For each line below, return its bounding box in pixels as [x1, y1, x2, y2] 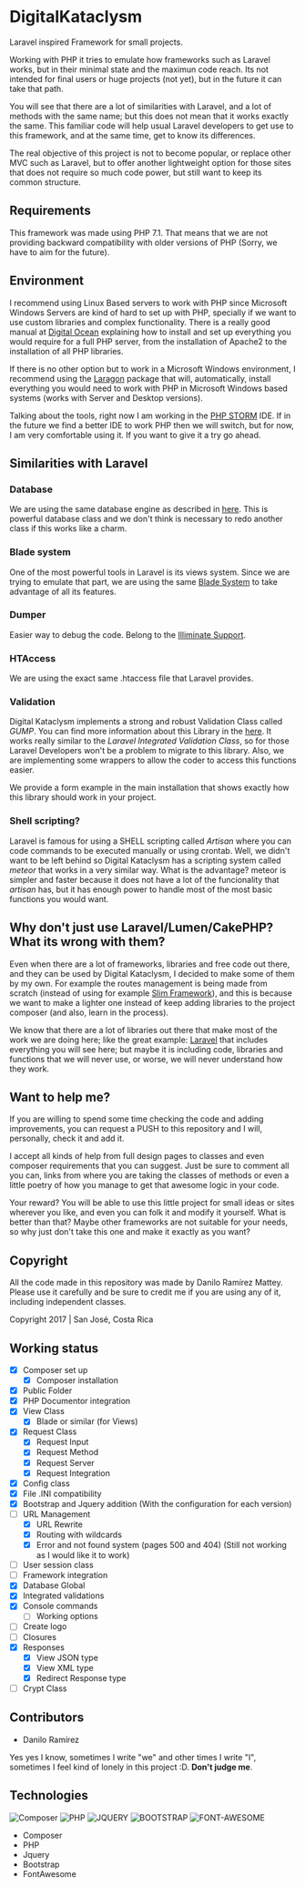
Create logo [22, 1621, 67, 1632]
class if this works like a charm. [9, 523, 127, 534]
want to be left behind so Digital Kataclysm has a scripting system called [9, 855, 281, 866]
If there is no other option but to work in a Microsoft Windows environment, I [9, 363, 296, 374]
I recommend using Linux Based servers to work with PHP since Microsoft [9, 297, 288, 308]
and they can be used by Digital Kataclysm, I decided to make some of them [9, 968, 295, 979]
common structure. [9, 176, 82, 188]
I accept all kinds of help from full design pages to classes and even [9, 1151, 265, 1162]
